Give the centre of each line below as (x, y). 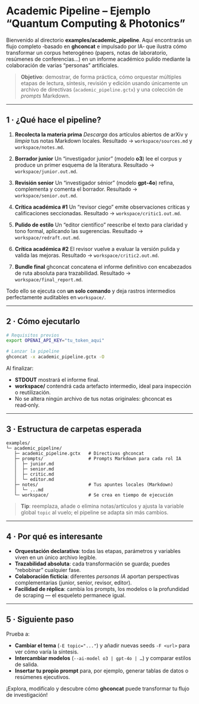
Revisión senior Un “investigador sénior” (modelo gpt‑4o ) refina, (94, 183)
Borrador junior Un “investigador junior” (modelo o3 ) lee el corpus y (98, 158)
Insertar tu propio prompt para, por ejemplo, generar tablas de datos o (101, 671)
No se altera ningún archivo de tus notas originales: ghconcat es (93, 399)
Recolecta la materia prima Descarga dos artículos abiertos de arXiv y (101, 134)
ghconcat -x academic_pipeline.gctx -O (55, 357)
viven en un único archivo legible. (56, 557)
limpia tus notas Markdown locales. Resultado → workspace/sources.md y (103, 140)
